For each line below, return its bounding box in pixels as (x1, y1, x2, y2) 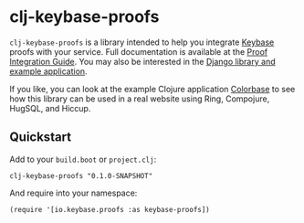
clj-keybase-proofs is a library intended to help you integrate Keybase (9, 37, 275, 48)
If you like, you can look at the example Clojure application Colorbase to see (9, 83, 296, 94)
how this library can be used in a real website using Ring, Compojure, (9, 93, 270, 104)
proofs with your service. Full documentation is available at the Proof (9, 46, 267, 57)
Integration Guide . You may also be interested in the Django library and (9, 56, 276, 67)
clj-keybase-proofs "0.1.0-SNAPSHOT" (9, 171, 153, 180)
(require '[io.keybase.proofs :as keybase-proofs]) (9, 205, 210, 214)
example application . (9, 66, 89, 77)
